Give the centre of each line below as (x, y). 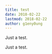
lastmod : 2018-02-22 (26, 19)
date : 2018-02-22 (23, 14)
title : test (17, 10)
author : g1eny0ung (24, 24)
